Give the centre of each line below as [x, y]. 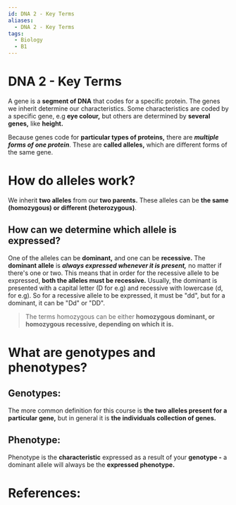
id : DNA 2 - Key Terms [41, 14]
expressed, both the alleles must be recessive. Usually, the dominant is [113, 280]
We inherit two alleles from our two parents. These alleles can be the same [118, 200]
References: [44, 493]
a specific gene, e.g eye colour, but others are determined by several [109, 116]
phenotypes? [48, 367]
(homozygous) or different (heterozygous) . [72, 207]
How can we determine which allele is [92, 230]
